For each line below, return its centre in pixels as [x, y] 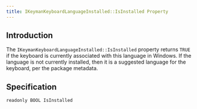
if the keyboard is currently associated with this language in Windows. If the [99, 56]
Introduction [30, 36]
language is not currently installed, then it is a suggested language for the [96, 62]
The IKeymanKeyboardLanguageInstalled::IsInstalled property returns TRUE [99, 49]
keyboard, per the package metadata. [52, 68]
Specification [31, 87]
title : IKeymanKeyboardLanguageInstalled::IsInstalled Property [87, 11]
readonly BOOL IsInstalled [39, 101]
